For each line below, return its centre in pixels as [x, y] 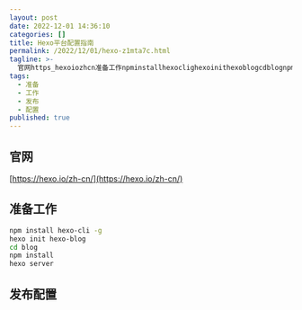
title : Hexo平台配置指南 [52, 43]
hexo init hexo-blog [48, 239]
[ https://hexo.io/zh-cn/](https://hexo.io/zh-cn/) [96, 178]
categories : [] [38, 34]
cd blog [24, 247]
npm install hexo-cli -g [56, 230]
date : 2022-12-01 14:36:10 [60, 26]
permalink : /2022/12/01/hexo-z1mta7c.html [90, 51]
